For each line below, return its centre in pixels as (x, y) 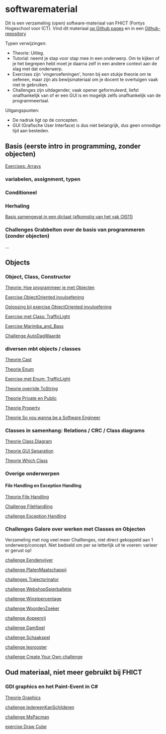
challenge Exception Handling (36, 516)
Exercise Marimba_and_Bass (34, 326)
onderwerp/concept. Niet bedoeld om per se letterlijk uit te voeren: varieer (82, 545)
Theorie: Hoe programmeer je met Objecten (50, 287)
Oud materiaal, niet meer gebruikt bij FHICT (74, 672)
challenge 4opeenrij (26, 618)
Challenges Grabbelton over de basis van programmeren (75, 230)
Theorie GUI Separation (29, 451)
